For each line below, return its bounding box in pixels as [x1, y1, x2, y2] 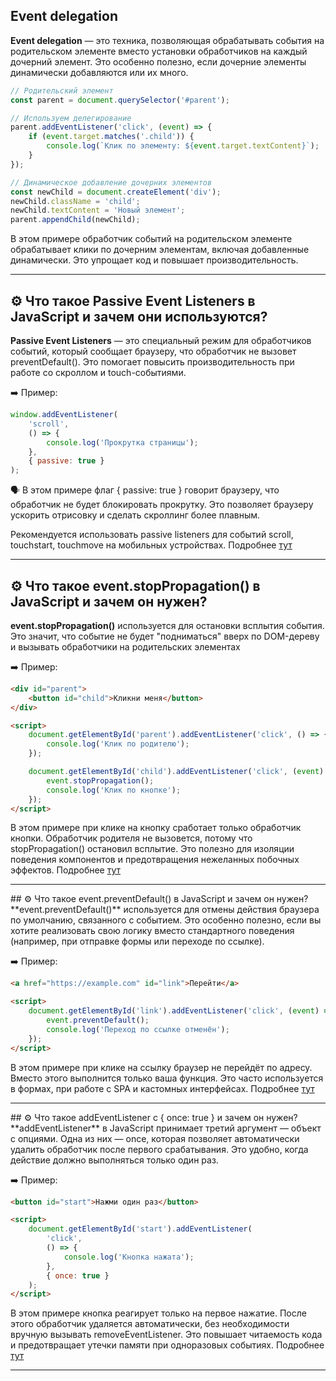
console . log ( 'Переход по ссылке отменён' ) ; [46, 1024, 230, 1034]
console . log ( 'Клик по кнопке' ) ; [46, 785, 182, 795]
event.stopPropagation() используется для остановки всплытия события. [10, 619, 325, 631]
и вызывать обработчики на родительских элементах [10, 640, 241, 653]
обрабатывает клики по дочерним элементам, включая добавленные [10, 244, 310, 256]
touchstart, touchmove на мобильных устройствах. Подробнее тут [10, 539, 293, 551]
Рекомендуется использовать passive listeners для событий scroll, [10, 529, 294, 541]
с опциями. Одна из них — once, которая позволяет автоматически [10, 1132, 300, 1144]
